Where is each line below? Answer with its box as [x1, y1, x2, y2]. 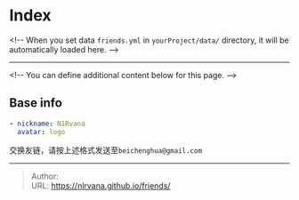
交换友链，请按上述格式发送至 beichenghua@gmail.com [9, 144, 203, 156]
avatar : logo [17, 127, 66, 136]
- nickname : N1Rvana [9, 119, 86, 128]
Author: [30, 171, 60, 181]
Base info [9, 95, 62, 111]
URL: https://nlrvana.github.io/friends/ [30, 180, 171, 191]
